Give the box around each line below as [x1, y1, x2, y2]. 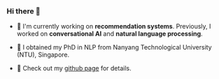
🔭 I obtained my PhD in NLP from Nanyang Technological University [16, 43, 212, 52]
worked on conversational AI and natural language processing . [16, 29, 204, 38]
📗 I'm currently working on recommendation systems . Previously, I [16, 22, 211, 31]
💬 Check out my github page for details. [16, 64, 132, 73]
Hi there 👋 [6, 6, 41, 16]
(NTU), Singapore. [16, 50, 70, 59]
